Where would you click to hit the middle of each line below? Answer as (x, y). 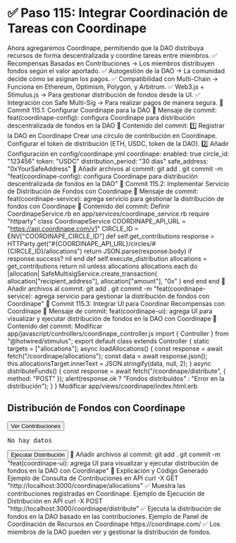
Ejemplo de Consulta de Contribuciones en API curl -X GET (93, 478)
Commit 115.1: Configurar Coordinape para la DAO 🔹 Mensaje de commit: (112, 110)
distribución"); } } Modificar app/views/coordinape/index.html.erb (103, 386)
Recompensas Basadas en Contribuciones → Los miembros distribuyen (111, 63)
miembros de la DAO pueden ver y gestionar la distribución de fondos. (109, 532)
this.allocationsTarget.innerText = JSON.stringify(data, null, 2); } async (109, 363)
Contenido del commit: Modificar (55, 326)
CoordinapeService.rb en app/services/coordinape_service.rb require (108, 214)
